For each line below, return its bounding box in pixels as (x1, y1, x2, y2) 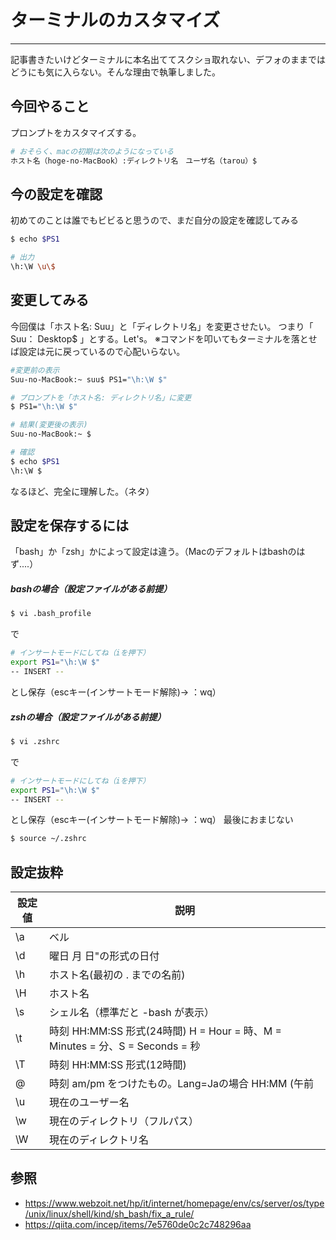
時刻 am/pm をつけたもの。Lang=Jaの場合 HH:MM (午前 (49, 1077, 314, 1091)
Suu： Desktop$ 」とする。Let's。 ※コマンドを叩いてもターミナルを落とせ (10, 332, 318, 345)
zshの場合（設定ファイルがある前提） (10, 711, 167, 723)
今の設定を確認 (10, 186, 103, 203)
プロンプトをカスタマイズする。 (10, 126, 142, 138)
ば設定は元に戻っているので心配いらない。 (10, 345, 186, 357)
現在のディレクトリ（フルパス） (49, 1114, 199, 1128)
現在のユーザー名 (49, 1096, 130, 1110)
